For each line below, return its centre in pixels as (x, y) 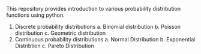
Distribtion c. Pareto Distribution (54, 46)
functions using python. (35, 15)
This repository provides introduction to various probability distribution (94, 9)
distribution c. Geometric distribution (60, 33)
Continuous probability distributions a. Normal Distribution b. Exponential (105, 39)
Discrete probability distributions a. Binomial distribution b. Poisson (98, 27)
